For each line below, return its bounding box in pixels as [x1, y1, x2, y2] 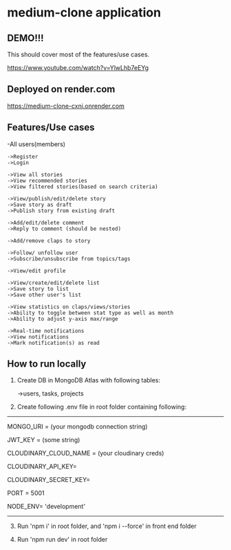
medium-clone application [7, 5, 162, 21]
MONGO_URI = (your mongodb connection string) [7, 422, 148, 431]
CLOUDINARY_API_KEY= [7, 462, 77, 471]
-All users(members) [7, 139, 66, 148]
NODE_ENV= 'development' [7, 503, 86, 511]
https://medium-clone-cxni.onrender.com [7, 102, 125, 110]
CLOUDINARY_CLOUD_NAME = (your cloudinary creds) [7, 449, 164, 457]
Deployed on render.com [7, 84, 115, 95]
